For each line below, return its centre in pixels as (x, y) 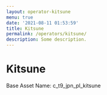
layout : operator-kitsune (38, 12)
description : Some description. (46, 39)
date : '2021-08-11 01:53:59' (42, 23)
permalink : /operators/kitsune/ (46, 34)
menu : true (20, 17)
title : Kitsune (25, 28)
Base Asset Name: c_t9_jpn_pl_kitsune (53, 85)
